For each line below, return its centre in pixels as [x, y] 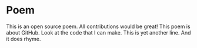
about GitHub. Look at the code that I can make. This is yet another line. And [98, 32]
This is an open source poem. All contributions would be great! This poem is [98, 26]
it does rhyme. [24, 39]
